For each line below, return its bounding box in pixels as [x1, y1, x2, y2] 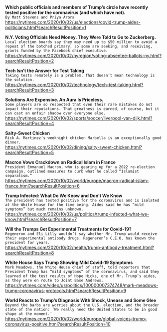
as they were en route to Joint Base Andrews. [5, 278, 104, 283]
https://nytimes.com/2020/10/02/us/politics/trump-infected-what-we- [5, 211, 150, 217]
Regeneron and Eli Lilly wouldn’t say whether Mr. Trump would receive [5, 231, 157, 236]
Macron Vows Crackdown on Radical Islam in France [5, 159, 116, 165]
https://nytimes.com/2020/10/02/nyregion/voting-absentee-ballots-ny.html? [5, 52, 162, 58]
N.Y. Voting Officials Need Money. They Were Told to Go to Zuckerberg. [5, 34, 156, 40]
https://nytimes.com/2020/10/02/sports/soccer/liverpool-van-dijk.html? [5, 115, 153, 121]
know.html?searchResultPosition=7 [5, 216, 77, 222]
